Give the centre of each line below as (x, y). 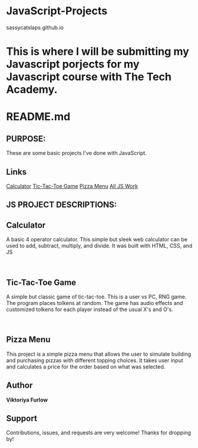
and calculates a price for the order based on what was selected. (86, 366)
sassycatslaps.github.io (35, 27)
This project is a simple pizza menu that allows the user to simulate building (99, 354)
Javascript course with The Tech (89, 77)
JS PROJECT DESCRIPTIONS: (62, 205)
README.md (38, 117)
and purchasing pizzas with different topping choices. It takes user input (95, 360)
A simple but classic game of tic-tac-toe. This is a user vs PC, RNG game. (96, 297)
